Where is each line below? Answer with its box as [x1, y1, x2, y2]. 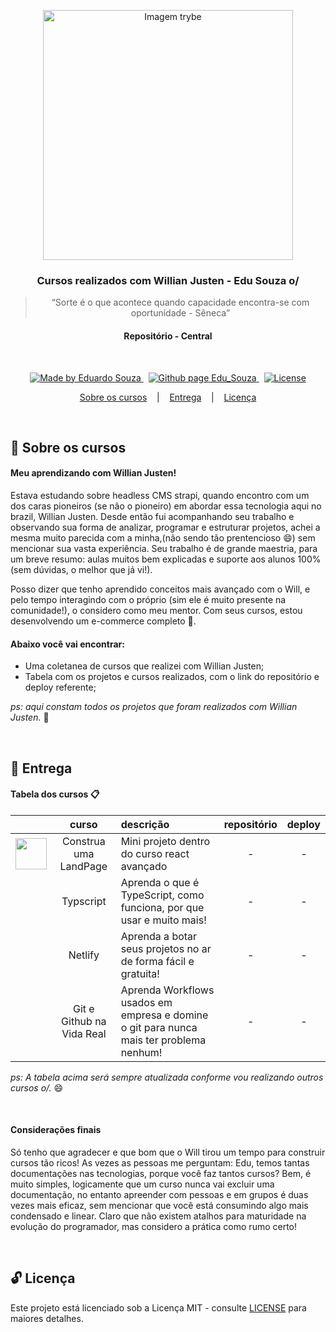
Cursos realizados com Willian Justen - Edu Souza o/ [36, 273, 300, 287]
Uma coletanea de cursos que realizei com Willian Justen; [24, 660, 265, 672]
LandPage [59, 859, 108, 873]
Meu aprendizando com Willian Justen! [10, 467, 177, 479]
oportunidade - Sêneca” [130, 307, 231, 319]
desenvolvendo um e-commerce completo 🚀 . [10, 615, 197, 627]
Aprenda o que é [120, 875, 200, 889]
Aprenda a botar [120, 929, 198, 943]
